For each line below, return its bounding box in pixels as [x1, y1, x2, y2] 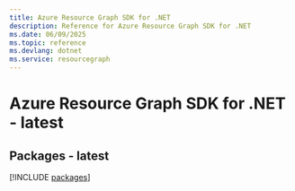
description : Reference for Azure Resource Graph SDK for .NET [9, 22, 252, 30]
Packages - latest [9, 148, 110, 163]
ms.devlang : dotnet [9, 47, 83, 56]
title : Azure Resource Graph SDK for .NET [9, 13, 171, 22]
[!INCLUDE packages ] [9, 172, 91, 182]
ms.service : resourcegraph [9, 55, 111, 64]
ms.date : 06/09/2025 [9, 30, 87, 39]
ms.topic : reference [9, 38, 87, 48]
